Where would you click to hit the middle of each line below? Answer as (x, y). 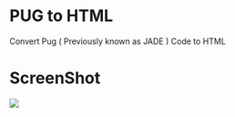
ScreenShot (55, 78)
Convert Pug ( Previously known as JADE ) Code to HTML (117, 41)
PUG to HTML (61, 16)
